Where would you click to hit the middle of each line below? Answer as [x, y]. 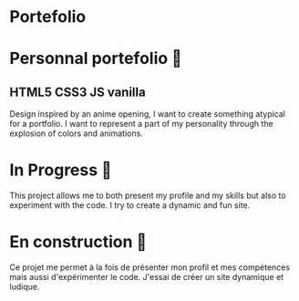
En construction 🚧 [78, 242]
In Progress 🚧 [61, 170]
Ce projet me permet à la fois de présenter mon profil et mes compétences [149, 267]
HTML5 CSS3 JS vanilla [77, 92]
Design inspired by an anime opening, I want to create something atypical [147, 114]
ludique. [25, 287]
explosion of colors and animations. [76, 133]
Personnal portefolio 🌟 [96, 59]
